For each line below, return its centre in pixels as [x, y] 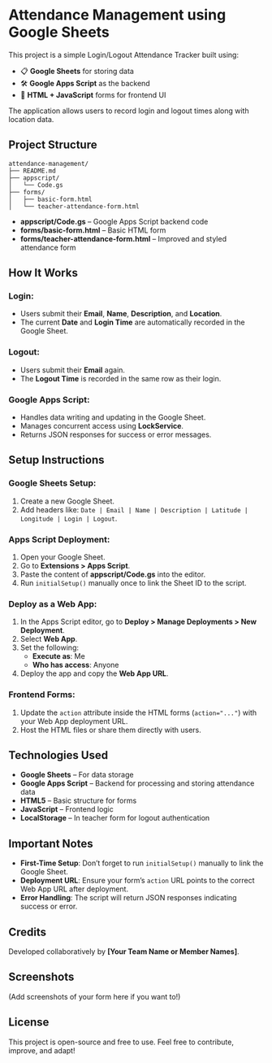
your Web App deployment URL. [74, 721]
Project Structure [53, 145]
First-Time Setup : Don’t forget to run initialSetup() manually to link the [142, 863]
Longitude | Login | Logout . [69, 518]
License [29, 1022]
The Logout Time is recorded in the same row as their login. [121, 378]
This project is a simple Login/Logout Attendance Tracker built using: [124, 54]
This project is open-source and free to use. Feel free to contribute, [121, 1042]
